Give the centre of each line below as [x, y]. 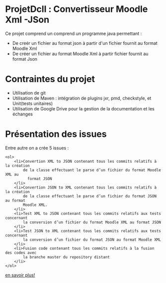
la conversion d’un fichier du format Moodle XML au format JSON [92, 222]
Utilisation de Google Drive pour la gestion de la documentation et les [83, 108]
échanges [23, 114]
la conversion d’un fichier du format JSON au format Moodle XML [92, 240]
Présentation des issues [56, 134]
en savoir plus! [20, 275]
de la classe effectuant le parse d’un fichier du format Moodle [92, 170]
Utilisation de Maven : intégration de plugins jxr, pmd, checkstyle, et [82, 98]
